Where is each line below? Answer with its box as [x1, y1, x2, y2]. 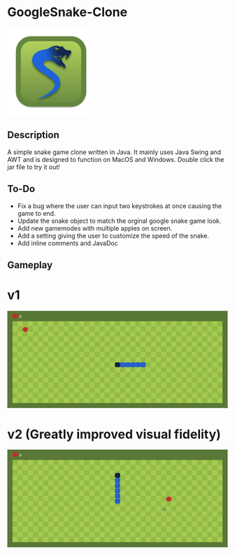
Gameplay [7, 259, 53, 270]
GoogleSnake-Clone [7, 4, 128, 20]
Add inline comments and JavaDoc [17, 239, 118, 247]
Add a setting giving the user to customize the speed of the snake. [17, 231, 210, 240]
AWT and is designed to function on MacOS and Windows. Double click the [7, 155, 225, 163]
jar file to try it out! [7, 163, 61, 171]
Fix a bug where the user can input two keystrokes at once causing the [17, 201, 222, 210]
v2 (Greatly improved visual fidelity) [7, 426, 222, 442]
